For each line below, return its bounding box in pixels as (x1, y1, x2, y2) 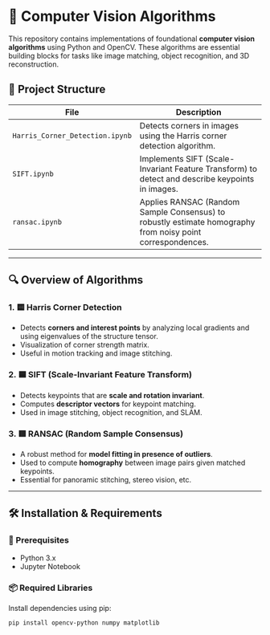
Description (175, 106, 222, 117)
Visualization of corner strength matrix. (19, 340, 150, 350)
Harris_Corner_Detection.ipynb (12, 131, 133, 140)
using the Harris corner (139, 130, 227, 141)
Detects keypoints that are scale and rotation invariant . (19, 390, 205, 400)
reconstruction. (8, 59, 59, 69)
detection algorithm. (139, 140, 215, 151)
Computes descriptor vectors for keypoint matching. (19, 399, 197, 409)
